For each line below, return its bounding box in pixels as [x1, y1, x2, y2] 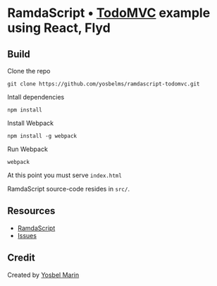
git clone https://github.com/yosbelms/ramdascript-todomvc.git [7, 81, 200, 88]
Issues [17, 231, 37, 239]
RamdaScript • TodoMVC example [7, 5, 211, 21]
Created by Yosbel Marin [7, 270, 80, 279]
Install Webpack [7, 119, 54, 127]
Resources [7, 205, 56, 217]
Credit [7, 252, 35, 264]
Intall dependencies [7, 93, 65, 101]
